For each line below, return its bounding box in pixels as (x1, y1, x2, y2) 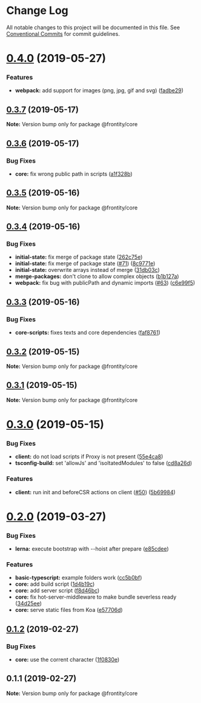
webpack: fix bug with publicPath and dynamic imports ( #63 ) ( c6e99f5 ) (15, 279, 196, 287)
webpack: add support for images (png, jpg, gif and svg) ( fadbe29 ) (15, 87, 183, 94)
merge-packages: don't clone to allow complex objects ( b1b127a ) (15, 273, 180, 280)
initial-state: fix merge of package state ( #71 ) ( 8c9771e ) (15, 260, 156, 267)
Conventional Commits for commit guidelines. (6, 30, 120, 37)
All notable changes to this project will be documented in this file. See (6, 24, 180, 31)
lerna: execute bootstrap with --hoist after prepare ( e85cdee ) (15, 545, 170, 552)
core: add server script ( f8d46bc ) (15, 587, 100, 594)
